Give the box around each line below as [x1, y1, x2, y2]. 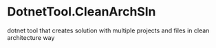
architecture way [7, 33, 55, 41]
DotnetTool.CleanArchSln [7, 4, 156, 20]
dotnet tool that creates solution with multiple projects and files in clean [7, 26, 210, 34]
